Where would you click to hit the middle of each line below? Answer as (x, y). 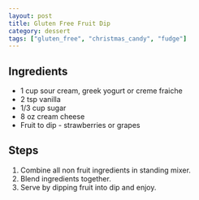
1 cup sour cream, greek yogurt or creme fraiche (101, 91)
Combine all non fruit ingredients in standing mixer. (105, 170)
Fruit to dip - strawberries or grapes (80, 126)
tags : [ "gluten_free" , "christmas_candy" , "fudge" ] (97, 38)
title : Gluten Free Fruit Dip (60, 23)
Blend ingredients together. (65, 178)
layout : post (30, 16)
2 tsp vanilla (40, 100)
